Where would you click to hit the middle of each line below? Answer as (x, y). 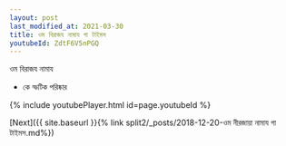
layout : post (34, 18)
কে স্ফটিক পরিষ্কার (45, 87)
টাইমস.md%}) (32, 133)
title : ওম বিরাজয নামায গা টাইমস (58, 34)
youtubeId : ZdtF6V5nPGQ (54, 43)
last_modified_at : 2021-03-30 (67, 26)
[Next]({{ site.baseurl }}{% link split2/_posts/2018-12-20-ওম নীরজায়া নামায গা (143, 122)
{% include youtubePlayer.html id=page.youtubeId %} (110, 105)
